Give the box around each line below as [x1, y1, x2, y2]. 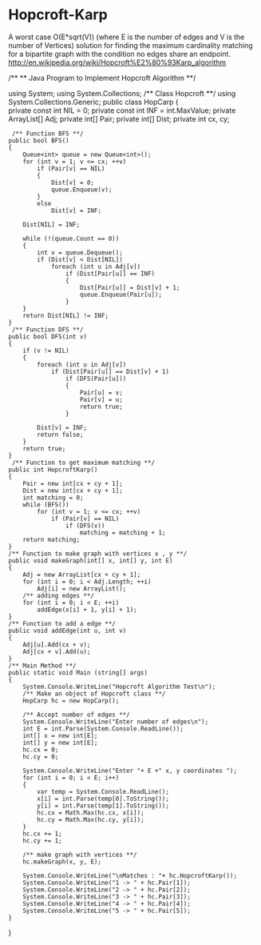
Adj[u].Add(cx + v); [22, 640, 91, 649]
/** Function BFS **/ [11, 130, 84, 138]
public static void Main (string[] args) [8, 668, 148, 677]
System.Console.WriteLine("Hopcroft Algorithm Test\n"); [22, 683, 216, 691]
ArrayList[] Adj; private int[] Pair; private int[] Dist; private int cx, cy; [8, 114, 230, 123]
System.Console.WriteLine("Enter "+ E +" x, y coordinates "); [22, 767, 238, 775]
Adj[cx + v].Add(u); [22, 647, 91, 655]
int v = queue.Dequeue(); [37, 248, 124, 257]
